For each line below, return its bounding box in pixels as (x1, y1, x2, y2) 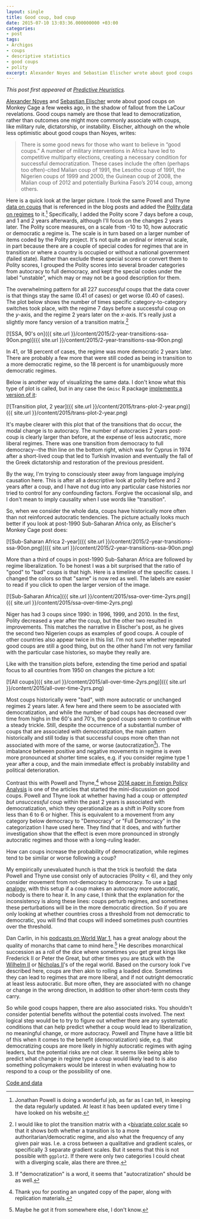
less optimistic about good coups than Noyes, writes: (6, 130, 137, 137)
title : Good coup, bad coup (6, 14, 76, 20)
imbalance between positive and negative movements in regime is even (6, 747, 182, 755)
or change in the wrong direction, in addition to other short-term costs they (6, 986, 190, 993)
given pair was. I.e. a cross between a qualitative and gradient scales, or (14, 1140, 192, 1147)
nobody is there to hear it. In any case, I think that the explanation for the (6, 891, 185, 898)
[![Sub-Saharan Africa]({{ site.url (6, 592, 87, 600)
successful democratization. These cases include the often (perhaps (20, 160, 190, 167)
